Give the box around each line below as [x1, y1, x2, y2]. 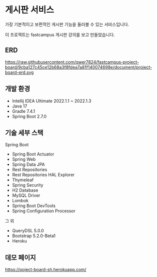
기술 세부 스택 [5, 128, 44, 137]
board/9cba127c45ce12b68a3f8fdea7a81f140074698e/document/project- [5, 64, 152, 70]
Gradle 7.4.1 [12, 108, 35, 114]
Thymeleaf [12, 177, 34, 183]
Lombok [12, 198, 29, 204]
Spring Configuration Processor [12, 208, 76, 214]
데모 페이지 [5, 253, 36, 261]
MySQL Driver [12, 192, 40, 198]
